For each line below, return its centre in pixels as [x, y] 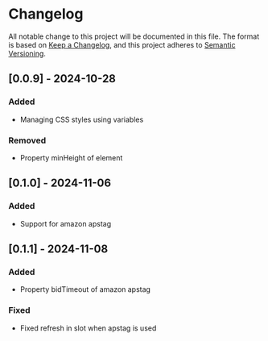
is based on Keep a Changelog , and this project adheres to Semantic [122, 44]
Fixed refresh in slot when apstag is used [88, 328]
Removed [27, 140]
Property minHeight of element [71, 157]
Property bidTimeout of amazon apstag [85, 289]
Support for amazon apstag [66, 223]
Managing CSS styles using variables [82, 119]
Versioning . [27, 53]
